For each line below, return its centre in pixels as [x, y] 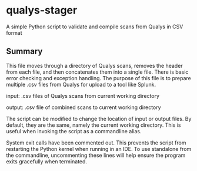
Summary [24, 52]
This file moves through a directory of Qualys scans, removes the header [95, 65]
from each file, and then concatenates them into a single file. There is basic [97, 72]
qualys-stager [42, 10]
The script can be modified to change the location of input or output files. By [99, 119]
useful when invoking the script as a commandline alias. [74, 131]
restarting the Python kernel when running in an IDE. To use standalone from [99, 149]
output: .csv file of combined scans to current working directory [84, 107]
